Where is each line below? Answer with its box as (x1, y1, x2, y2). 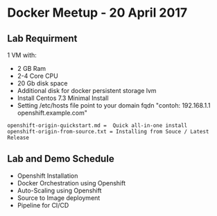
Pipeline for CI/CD (17, 201, 69, 209)
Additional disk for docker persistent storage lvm (17, 87, 157, 94)
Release (7, 134, 30, 141)
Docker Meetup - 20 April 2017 (7, 5, 188, 21)
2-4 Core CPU (17, 72, 59, 80)
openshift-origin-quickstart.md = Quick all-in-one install (7, 122, 188, 129)
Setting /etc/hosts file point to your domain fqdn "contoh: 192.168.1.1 (17, 101, 211, 109)
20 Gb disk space (17, 79, 68, 88)
